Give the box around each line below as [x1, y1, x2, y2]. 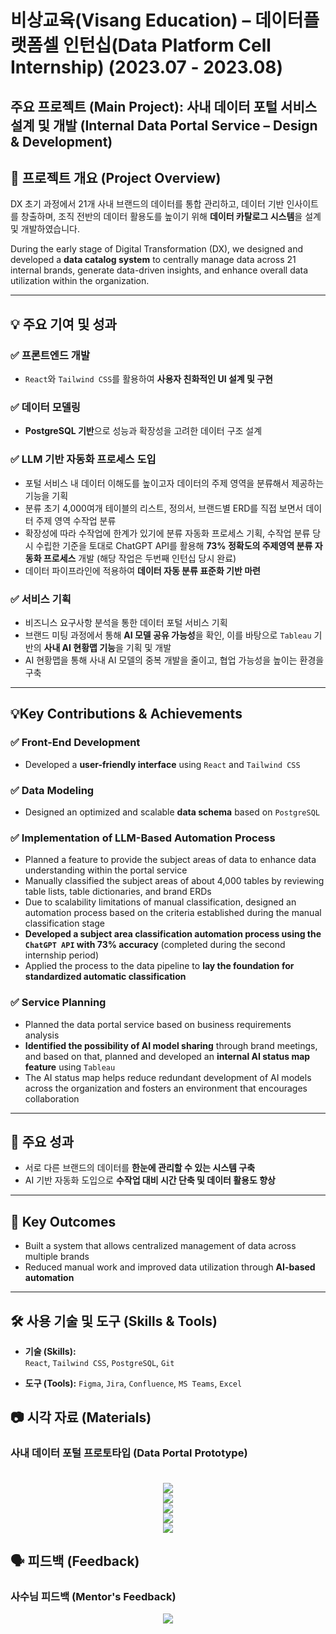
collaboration [24, 1092, 80, 1105]
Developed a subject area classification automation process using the [24, 928, 322, 940]
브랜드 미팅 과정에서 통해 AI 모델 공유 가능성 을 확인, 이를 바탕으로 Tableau [24, 629, 312, 641]
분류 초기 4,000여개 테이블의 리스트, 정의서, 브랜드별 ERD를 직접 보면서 [24, 502, 304, 514]
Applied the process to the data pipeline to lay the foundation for [24, 960, 295, 972]
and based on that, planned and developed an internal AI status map [24, 1050, 311, 1062]
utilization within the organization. [10, 275, 150, 287]
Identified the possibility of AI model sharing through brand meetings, [24, 1039, 318, 1051]
